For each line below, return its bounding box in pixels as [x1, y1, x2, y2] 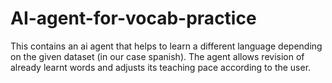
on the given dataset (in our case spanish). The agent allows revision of [10, 50, 305, 62]
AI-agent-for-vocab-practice [10, 7, 257, 30]
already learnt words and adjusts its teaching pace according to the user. [10, 61, 312, 73]
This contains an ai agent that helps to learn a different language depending [10, 40, 323, 52]
